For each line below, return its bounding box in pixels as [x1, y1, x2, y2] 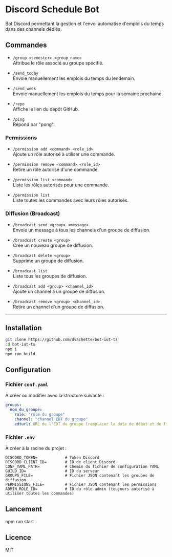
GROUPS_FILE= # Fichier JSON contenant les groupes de [5, 473, 155, 478]
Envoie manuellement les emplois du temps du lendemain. [12, 75, 136, 81]
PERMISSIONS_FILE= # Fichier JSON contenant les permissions [5, 482, 157, 487]
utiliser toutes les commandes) [5, 491, 74, 496]
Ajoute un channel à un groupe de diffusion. [12, 288, 106, 295]
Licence [5, 533, 32, 542]
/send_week [12, 86, 36, 91]
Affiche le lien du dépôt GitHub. [12, 106, 79, 112]
